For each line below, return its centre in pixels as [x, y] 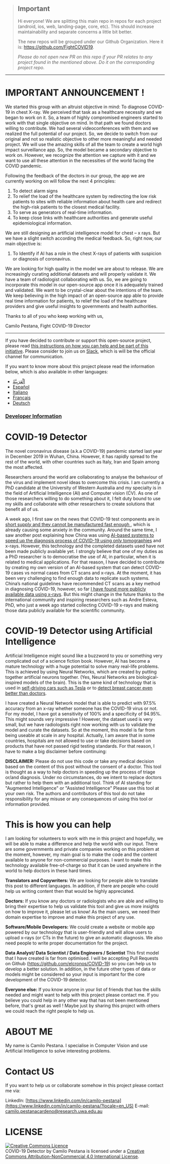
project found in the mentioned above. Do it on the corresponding [86, 62]
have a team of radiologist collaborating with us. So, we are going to [76, 279]
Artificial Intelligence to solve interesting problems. [58, 1051]
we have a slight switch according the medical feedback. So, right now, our [83, 238]
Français [22, 398]
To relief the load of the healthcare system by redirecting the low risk [84, 196]
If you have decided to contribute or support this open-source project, [78, 340]
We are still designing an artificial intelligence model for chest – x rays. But [83, 233]
